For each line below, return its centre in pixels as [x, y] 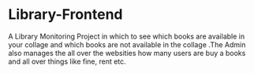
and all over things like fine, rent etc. [67, 61]
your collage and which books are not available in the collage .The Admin [127, 44]
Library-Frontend [65, 15]
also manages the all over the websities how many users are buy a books [127, 53]
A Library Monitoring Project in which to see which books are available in [127, 36]
